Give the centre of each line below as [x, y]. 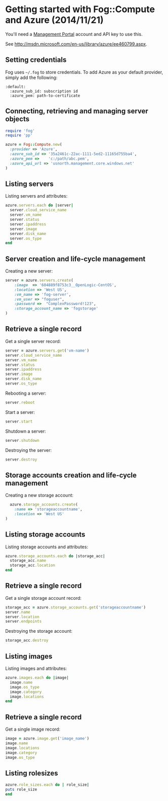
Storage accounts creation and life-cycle [71, 475]
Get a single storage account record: [44, 598]
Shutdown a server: [26, 431]
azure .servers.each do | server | [39, 205]
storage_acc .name [28, 561]
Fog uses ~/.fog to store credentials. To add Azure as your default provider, [84, 72]
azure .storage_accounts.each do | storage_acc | [55, 556]
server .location [22, 617]
